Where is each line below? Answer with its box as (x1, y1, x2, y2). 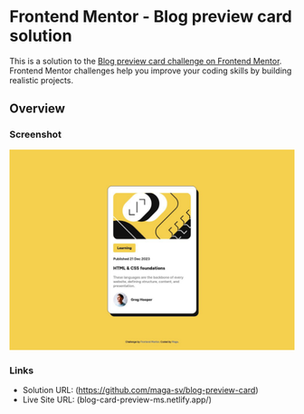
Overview (9, 101, 66, 117)
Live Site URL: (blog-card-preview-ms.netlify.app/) (22, 394, 213, 405)
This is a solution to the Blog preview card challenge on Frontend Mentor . (9, 55, 282, 66)
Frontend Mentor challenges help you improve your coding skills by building (9, 65, 292, 76)
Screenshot (9, 129, 62, 141)
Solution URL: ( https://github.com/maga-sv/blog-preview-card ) (22, 385, 259, 396)
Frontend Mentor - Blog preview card (9, 6, 292, 27)
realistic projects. (9, 74, 74, 85)
